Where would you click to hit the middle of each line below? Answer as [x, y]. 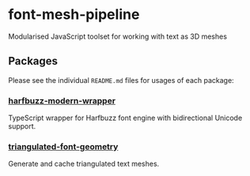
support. [22, 126]
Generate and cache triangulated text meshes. [84, 164]
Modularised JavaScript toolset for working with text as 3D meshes [118, 36]
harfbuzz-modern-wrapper [62, 100]
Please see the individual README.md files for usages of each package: [121, 80]
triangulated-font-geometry [63, 146]
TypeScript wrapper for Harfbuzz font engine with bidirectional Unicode [125, 118]
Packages [33, 61]
